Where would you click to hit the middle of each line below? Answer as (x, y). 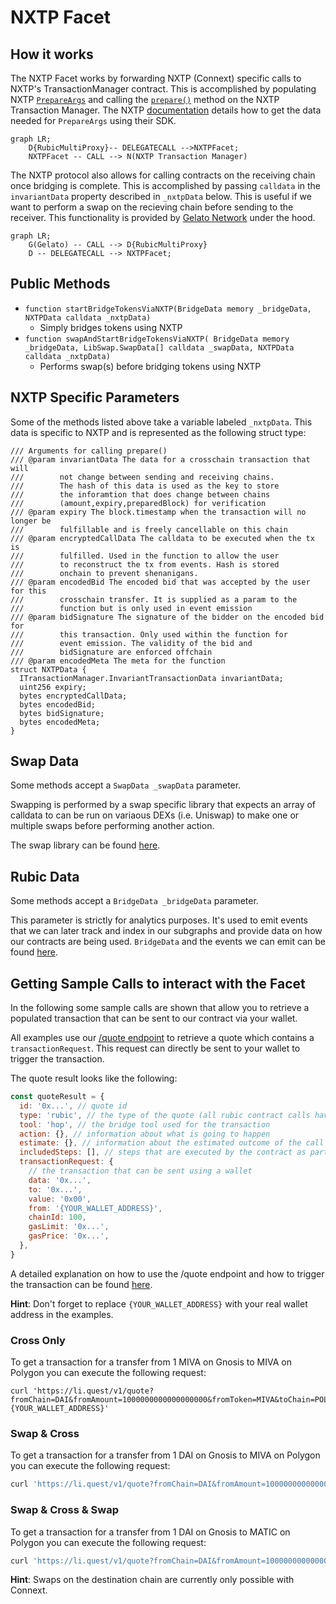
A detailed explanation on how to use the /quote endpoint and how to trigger (167, 1273)
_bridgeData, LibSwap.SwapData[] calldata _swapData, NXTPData (159, 347)
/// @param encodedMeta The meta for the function (118, 661)
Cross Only (38, 1340)
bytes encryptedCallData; (73, 696)
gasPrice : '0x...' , (69, 1236)
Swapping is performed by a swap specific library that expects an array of (163, 805)
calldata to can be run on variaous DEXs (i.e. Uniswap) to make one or (155, 815)
